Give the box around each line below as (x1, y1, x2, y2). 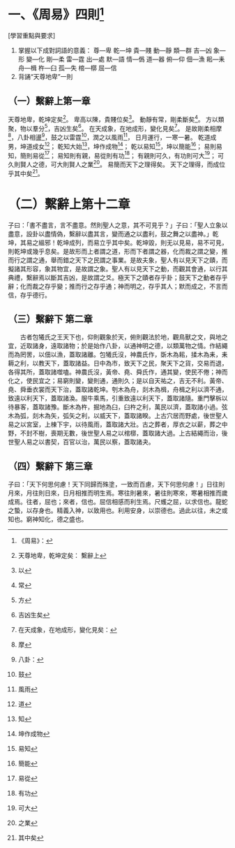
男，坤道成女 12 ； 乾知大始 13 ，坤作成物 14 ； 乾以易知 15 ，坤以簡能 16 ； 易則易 (8, 141, 222, 150)
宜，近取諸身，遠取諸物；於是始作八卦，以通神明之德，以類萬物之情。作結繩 (8, 342, 228, 350)
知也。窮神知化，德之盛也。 (8, 515, 88, 524)
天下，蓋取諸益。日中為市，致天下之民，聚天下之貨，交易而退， (44, 359, 228, 368)
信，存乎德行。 (8, 291, 51, 299)
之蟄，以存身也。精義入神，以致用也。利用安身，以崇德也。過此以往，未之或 (8, 506, 228, 515)
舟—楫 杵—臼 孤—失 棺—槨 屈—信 (17, 64, 117, 72)
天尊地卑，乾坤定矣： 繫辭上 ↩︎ (17, 552, 107, 560)
